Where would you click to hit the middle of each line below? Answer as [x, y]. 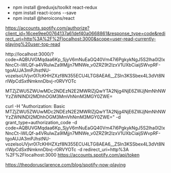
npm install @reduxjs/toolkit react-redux [55, 7]
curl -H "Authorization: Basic [35, 106]
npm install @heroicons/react [44, 18]
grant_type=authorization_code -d [41, 122]
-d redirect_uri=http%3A [103, 149]
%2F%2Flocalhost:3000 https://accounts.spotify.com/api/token [72, 155]
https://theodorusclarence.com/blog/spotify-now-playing [66, 165]
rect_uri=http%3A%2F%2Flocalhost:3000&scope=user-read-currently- [81, 39]
